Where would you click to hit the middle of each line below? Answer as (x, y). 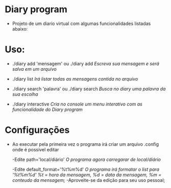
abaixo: (20, 29)
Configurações (37, 130)
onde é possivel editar (35, 149)
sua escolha (25, 94)
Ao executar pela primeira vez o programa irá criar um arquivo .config (86, 144)
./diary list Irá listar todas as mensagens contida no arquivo (75, 79)
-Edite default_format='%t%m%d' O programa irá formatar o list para (86, 169)
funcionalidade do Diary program (47, 109)
